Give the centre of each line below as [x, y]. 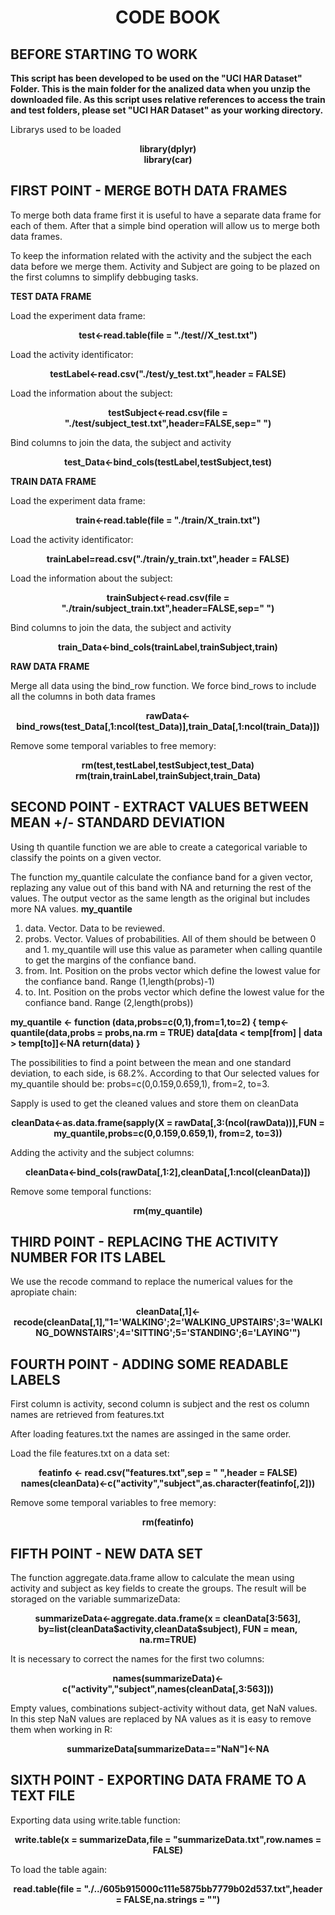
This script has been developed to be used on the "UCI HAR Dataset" [156, 78]
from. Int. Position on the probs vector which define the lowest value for [172, 970]
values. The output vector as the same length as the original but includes [160, 898]
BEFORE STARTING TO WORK [104, 54]
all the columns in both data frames [83, 696]
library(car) [168, 159]
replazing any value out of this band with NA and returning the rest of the [161, 887]
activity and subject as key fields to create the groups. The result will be [158, 1588]
